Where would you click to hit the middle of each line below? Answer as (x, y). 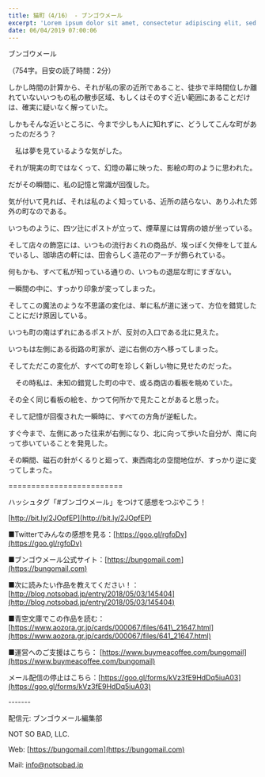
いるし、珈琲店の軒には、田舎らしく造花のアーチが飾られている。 (122, 255)
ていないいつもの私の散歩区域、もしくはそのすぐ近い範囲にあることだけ (132, 98)
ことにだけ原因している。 (50, 316)
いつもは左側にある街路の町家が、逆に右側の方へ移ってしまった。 (115, 349)
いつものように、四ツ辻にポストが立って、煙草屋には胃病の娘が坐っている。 (132, 228)
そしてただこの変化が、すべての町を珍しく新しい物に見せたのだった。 (122, 366)
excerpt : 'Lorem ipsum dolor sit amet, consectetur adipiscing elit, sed (132, 23)
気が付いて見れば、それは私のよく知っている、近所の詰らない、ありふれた (129, 201)
